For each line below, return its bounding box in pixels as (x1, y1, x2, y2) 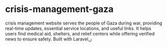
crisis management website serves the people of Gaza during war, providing (5, 20, 162, 26)
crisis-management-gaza (5, 3, 114, 15)
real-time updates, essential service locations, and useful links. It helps (5, 25, 151, 31)
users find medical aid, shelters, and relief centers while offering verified (5, 30, 155, 36)
